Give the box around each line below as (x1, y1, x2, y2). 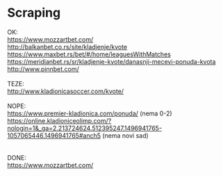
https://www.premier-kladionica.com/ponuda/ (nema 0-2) (7, 109, 172, 118)
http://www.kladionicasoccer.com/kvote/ (7, 87, 124, 95)
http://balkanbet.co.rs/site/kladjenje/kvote (7, 42, 128, 51)
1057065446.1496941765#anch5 (7, 131, 101, 140)
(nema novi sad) (101, 131, 149, 140)
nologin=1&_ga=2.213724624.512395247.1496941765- (7, 124, 162, 132)
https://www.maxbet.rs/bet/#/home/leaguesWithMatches (7, 50, 172, 58)
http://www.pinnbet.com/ (7, 65, 80, 73)
